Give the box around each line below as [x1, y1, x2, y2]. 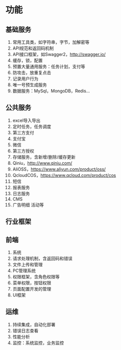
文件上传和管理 [12, 262, 43, 268]
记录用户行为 [12, 76, 38, 81]
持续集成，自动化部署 [12, 321, 55, 327]
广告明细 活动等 [12, 202, 44, 208]
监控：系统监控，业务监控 [12, 340, 64, 346]
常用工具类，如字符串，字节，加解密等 [12, 39, 89, 45]
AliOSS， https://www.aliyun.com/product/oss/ [12, 166, 106, 172]
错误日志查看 [12, 328, 38, 333]
